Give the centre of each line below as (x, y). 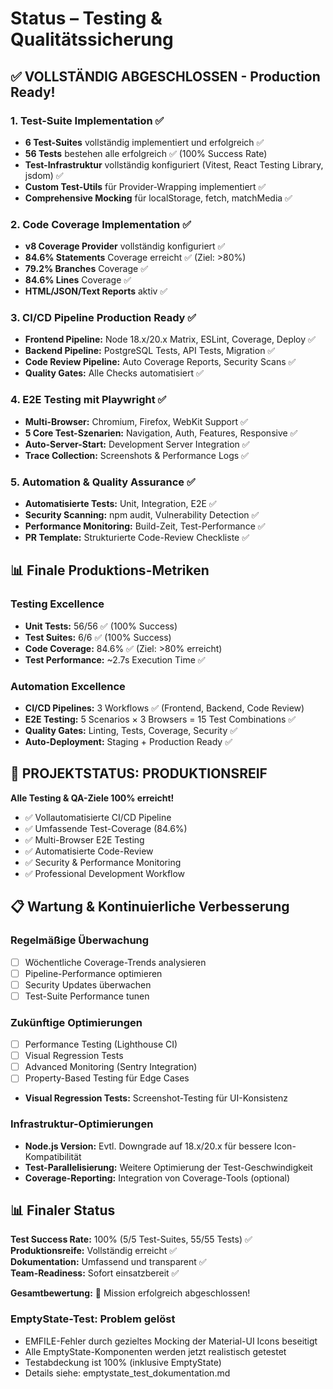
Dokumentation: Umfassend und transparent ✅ (108, 1262)
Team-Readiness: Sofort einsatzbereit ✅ (95, 1273)
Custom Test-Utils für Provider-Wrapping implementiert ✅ (145, 186)
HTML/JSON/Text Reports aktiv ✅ (96, 291)
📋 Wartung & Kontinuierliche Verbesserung (150, 907)
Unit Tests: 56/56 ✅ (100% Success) (101, 626)
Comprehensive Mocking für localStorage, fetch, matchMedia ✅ (158, 198)
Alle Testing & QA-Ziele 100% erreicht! (92, 798)
